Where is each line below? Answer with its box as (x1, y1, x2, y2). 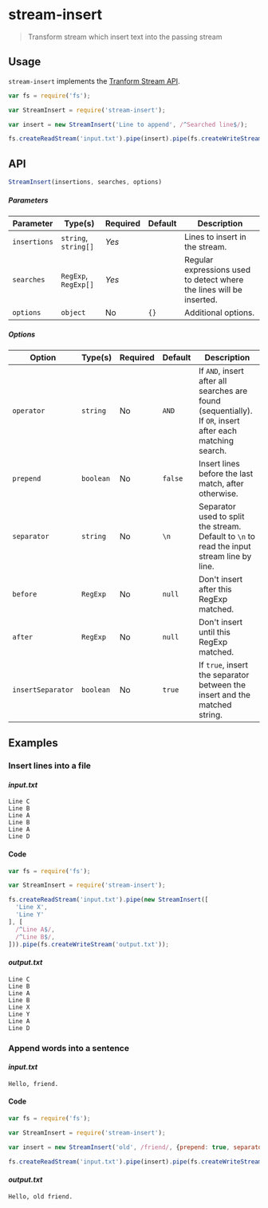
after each (198, 425, 238, 436)
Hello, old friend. (8, 1192, 73, 1201)
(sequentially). (198, 405, 253, 416)
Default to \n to (198, 530, 255, 541)
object (61, 308, 86, 317)
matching (198, 435, 234, 446)
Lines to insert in (184, 231, 246, 242)
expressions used (184, 264, 251, 275)
